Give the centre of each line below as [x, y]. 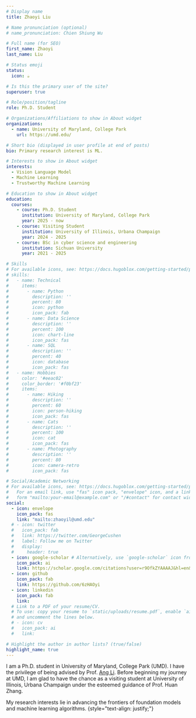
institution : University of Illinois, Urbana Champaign [91, 232]
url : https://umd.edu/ [44, 135]
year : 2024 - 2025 [44, 237]
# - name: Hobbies [31, 373]
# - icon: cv [27, 623]
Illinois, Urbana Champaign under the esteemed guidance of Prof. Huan [92, 685]
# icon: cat [31, 438]
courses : [22, 205]
